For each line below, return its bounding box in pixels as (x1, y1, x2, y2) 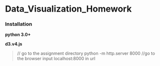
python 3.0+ (5, 32, 31, 37)
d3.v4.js (5, 41, 22, 47)
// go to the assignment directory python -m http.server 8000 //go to (17, 50, 155, 56)
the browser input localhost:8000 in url (17, 56, 96, 62)
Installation (5, 21, 33, 28)
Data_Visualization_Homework (5, 3, 132, 15)
